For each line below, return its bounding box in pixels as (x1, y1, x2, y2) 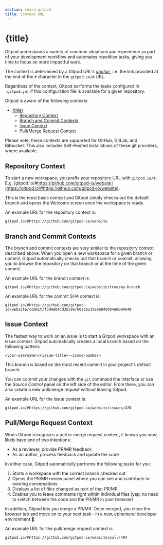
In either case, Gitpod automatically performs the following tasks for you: (5, 461, 151, 466)
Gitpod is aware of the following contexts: (5, 98, 89, 104)
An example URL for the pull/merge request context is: (5, 525, 114, 531)
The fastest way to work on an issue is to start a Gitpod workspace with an (5, 333, 155, 339)
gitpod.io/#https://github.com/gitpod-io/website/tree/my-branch (5, 285, 140, 290)
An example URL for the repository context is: (5, 209, 96, 215)
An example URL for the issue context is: (5, 396, 87, 402)
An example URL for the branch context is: (5, 275, 90, 281)
